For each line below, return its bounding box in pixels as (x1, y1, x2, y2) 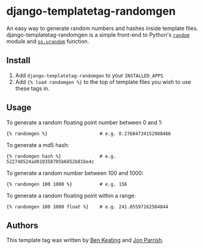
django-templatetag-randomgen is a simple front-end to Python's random (6, 31, 190, 38)
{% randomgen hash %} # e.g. (6, 153, 116, 159)
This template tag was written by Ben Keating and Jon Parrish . (6, 237, 164, 244)
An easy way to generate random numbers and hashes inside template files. (6, 25, 198, 32)
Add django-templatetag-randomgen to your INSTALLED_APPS (15, 72, 164, 79)
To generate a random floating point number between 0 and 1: (6, 118, 163, 126)
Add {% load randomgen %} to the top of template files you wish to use (15, 78, 192, 85)
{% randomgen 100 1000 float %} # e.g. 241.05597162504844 (6, 203, 168, 210)
